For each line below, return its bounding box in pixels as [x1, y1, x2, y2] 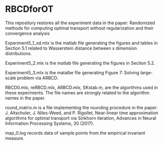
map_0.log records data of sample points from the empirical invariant [5, 130, 146, 136]
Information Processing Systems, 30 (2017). [5, 120, 95, 126]
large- [140, 69, 153, 75]
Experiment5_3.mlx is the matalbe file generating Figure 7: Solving [5, 69, 140, 75]
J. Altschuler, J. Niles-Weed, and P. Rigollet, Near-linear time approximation [5, 110, 159, 116]
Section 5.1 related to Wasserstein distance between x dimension [5, 45, 137, 51]
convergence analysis [5, 30, 50, 36]
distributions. [5, 50, 32, 56]
